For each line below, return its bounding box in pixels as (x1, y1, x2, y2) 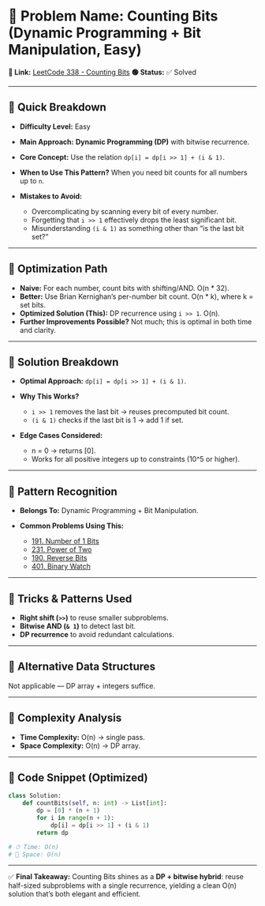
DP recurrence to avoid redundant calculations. (19, 630, 175, 639)
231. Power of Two (31, 545, 92, 554)
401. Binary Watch (31, 561, 91, 572)
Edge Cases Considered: (19, 431, 103, 440)
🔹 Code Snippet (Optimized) (8, 771, 148, 785)
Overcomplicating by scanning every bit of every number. (31, 206, 218, 216)
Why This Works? (19, 391, 80, 402)
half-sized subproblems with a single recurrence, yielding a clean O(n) (8, 881, 237, 890)
